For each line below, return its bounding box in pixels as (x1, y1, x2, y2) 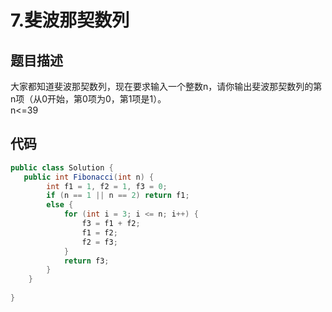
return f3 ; (63, 256, 110, 266)
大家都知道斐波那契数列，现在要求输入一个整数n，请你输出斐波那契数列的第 (10, 81, 323, 92)
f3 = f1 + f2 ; (81, 219, 141, 229)
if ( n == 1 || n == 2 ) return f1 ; (46, 191, 190, 201)
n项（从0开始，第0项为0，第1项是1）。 (10, 93, 167, 105)
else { (46, 200, 74, 210)
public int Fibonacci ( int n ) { (23, 172, 155, 182)
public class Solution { (10, 162, 114, 173)
